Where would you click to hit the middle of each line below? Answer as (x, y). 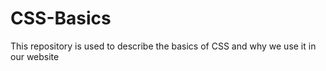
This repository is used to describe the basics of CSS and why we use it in (163, 46)
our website (35, 56)
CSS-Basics (61, 18)
